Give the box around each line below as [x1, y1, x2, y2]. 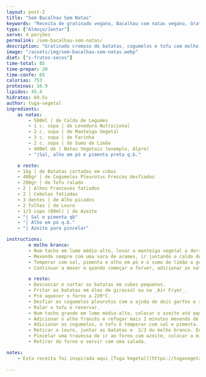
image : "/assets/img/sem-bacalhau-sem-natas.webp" [6, 49, 139, 55]
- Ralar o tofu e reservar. [28, 304, 100, 310]
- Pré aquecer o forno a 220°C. [28, 293, 112, 299]
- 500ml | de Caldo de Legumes [28, 117, 109, 123]
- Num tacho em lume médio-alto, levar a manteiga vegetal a [28, 248, 188, 254]
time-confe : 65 [6, 72, 45, 78]
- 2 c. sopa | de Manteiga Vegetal [28, 129, 120, 135]
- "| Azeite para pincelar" [17, 225, 89, 232]
